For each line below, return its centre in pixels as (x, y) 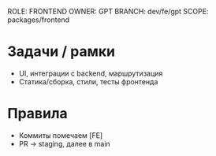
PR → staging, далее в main (65, 143)
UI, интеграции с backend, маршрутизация (91, 73)
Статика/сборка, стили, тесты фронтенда (88, 81)
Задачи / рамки (61, 52)
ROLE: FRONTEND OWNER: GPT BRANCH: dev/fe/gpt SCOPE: (108, 11)
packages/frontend (39, 20)
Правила (37, 114)
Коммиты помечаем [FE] (61, 135)
